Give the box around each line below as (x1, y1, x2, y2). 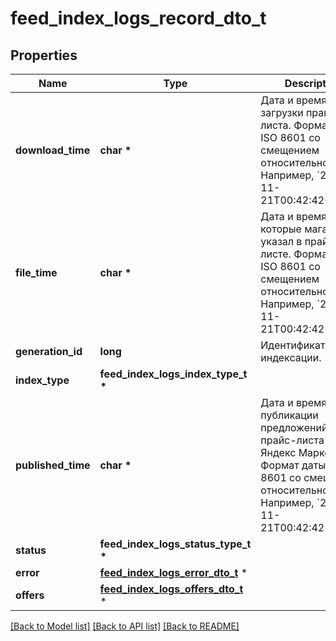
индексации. (260, 351, 322, 364)
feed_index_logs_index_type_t (99, 367, 248, 381)
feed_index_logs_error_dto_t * (99, 566, 248, 579)
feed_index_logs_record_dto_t (10, 7, 267, 30)
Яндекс (260, 446, 297, 459)
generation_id (15, 345, 83, 358)
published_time (15, 458, 91, 472)
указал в (260, 235, 303, 248)
